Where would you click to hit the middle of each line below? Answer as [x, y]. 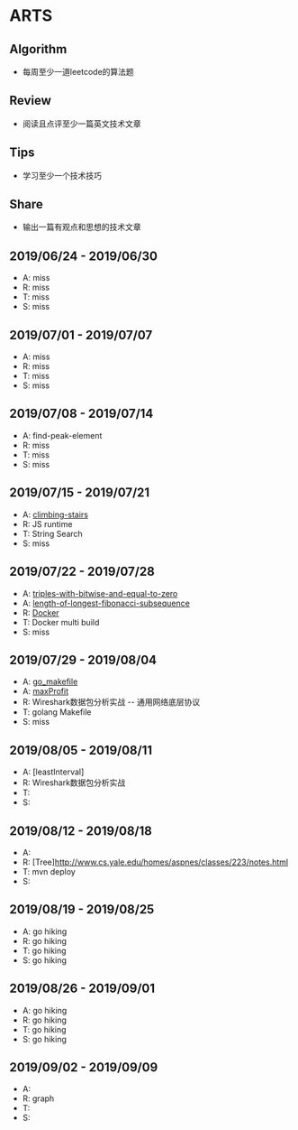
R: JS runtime [47, 523]
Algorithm [38, 49]
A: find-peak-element [62, 435]
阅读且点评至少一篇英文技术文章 [81, 124]
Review [31, 101]
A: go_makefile [50, 681]
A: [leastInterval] [53, 772]
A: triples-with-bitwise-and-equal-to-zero [100, 593]
